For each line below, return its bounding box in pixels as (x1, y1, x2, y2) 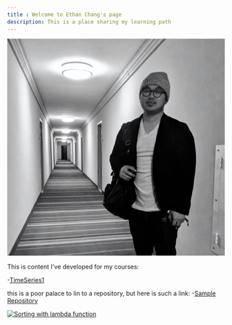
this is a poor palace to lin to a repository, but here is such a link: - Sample (7, 289, 216, 297)
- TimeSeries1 (7, 275, 45, 284)
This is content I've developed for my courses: (7, 262, 139, 271)
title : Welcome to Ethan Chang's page (7, 11, 122, 18)
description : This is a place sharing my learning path (7, 18, 171, 25)
